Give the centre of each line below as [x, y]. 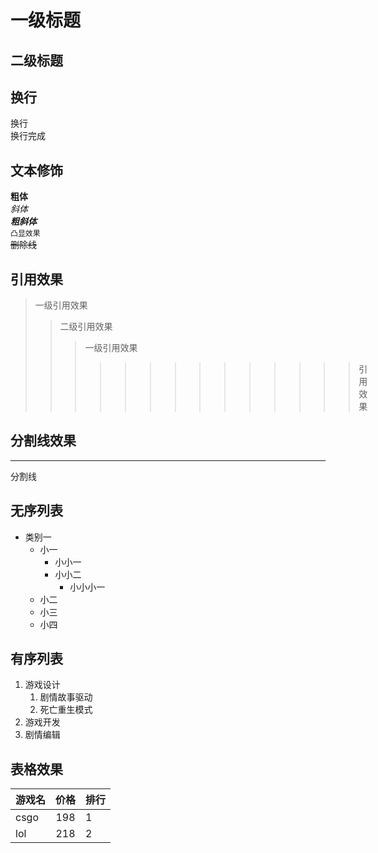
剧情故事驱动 [66, 697]
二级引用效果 [86, 327]
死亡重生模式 [66, 710]
